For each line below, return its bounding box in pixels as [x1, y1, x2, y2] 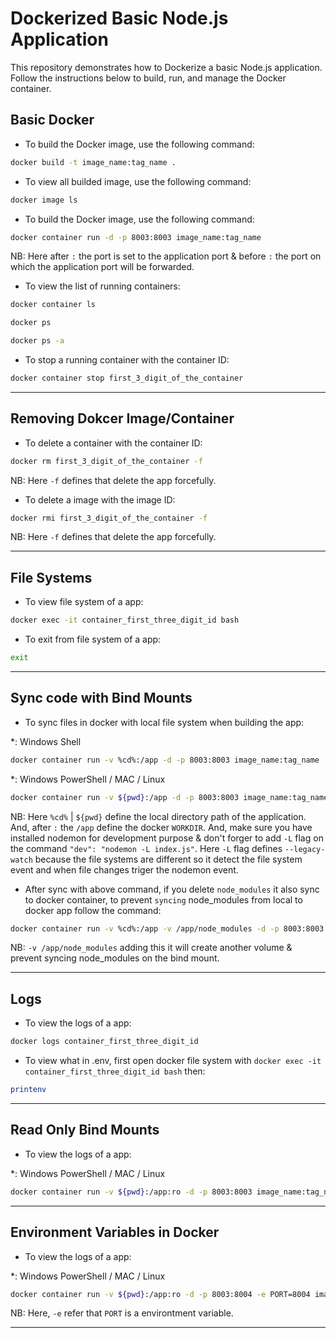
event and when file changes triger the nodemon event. [10, 863, 239, 876]
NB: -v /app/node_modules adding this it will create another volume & [10, 942, 293, 954]
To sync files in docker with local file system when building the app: [24, 716, 305, 728]
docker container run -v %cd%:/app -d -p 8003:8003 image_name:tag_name [10, 755, 320, 765]
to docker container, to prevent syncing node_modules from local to [24, 893, 303, 906]
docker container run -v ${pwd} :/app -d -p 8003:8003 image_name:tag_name [10, 792, 329, 802]
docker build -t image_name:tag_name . [10, 157, 177, 167]
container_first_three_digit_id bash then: [24, 1065, 206, 1077]
